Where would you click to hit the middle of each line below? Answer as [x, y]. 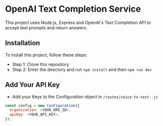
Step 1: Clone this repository [41, 64]
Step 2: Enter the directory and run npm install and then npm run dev [82, 69]
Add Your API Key [33, 85]
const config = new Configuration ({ [42, 105]
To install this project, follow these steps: [46, 55]
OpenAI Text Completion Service [73, 9]
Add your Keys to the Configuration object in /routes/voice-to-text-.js [85, 97]
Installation [23, 43]
